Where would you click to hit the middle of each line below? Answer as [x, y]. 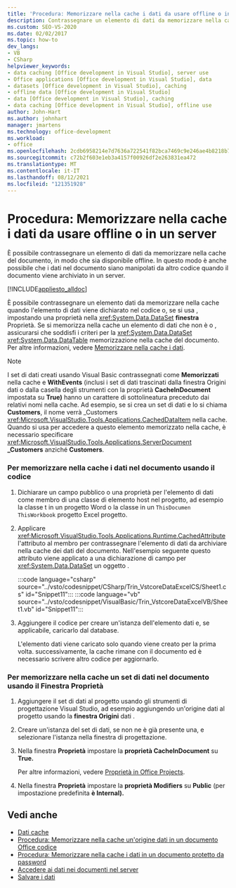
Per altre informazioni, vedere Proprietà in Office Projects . [101, 772]
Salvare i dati [36, 877]
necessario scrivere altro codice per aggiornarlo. [88, 659]
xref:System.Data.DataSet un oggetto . [73, 565]
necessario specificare [40, 435]
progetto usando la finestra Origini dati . [76, 716]
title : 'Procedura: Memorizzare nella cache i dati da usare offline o [114, 14]
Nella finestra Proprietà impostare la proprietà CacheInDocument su [118, 751]
